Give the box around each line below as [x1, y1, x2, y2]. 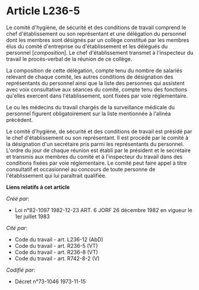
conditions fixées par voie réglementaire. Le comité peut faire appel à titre [6, 159, 187, 166]
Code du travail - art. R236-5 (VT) [14, 242, 98, 249]
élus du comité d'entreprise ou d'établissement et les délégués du [6, 43, 168, 50]
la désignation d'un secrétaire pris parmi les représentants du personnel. [6, 140, 184, 147]
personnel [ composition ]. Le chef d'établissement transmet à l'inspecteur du [6, 49, 194, 56]
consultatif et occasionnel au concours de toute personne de [6, 165, 156, 173]
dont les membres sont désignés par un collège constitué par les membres [6, 36, 189, 43]
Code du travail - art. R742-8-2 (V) [14, 254, 100, 262]
